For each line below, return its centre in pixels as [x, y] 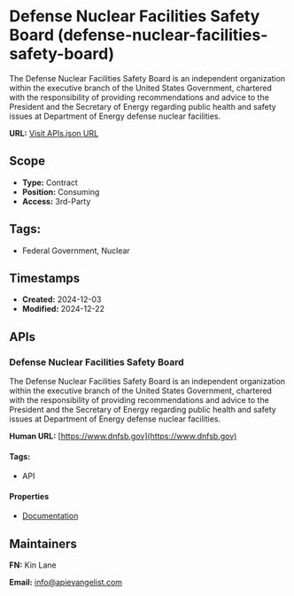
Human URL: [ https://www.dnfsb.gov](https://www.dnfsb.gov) [123, 437]
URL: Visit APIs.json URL [54, 133]
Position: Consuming [61, 191]
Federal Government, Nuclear [76, 251]
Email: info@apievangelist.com [66, 583]
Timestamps [45, 278]
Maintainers [43, 543]
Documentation [50, 516]
